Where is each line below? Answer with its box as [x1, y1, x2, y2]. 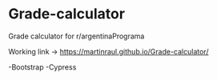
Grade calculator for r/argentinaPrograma [8, 31, 145, 41]
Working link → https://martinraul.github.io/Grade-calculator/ [8, 46, 209, 56]
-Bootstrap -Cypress [8, 62, 77, 72]
